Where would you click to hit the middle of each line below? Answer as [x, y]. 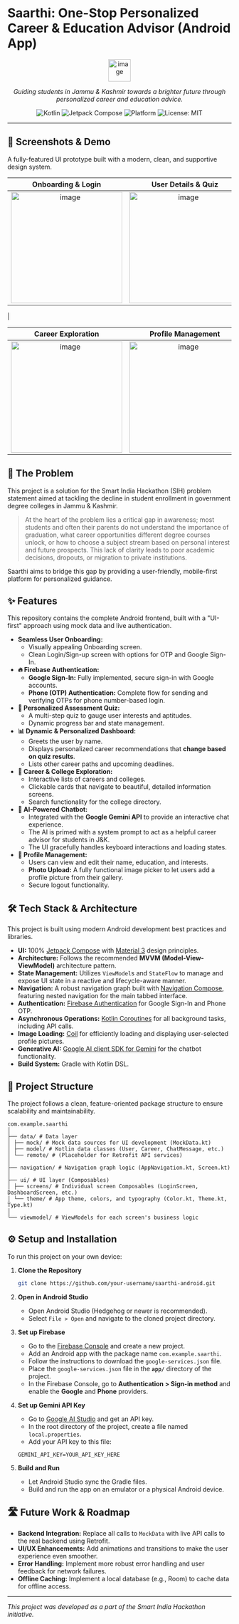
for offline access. [44, 1586]
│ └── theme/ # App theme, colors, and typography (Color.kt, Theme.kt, [117, 1199]
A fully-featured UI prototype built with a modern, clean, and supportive [112, 159]
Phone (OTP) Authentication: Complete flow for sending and [118, 693]
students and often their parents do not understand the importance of [127, 527]
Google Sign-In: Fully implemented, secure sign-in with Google [121, 678]
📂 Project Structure [51, 1086]
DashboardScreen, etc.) [43, 1193]
